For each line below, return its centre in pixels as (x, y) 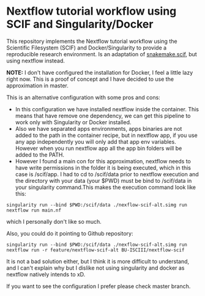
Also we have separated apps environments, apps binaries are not (99, 128)
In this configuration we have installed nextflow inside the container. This (107, 109)
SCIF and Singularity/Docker (80, 24)
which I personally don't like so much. (54, 221)
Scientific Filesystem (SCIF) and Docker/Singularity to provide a (87, 48)
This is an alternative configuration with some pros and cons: (83, 97)
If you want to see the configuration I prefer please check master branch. (99, 286)
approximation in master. (38, 85)
